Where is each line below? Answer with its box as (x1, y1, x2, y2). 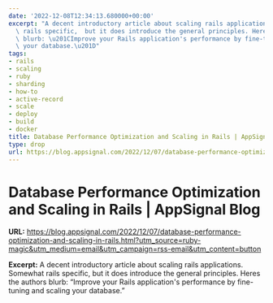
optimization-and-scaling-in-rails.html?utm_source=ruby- (8, 236, 201, 245)
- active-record (8, 95, 63, 103)
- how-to (8, 87, 38, 96)
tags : (8, 50, 27, 58)
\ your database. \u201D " (15, 42, 100, 50)
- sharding (8, 80, 45, 88)
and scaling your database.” (31, 286, 125, 296)
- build (8, 118, 35, 126)
